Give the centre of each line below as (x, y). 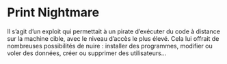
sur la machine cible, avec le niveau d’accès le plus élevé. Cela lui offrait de (113, 38)
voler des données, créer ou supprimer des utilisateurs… (87, 53)
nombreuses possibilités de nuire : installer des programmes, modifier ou (110, 46)
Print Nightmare (53, 13)
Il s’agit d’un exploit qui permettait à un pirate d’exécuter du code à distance (114, 31)
